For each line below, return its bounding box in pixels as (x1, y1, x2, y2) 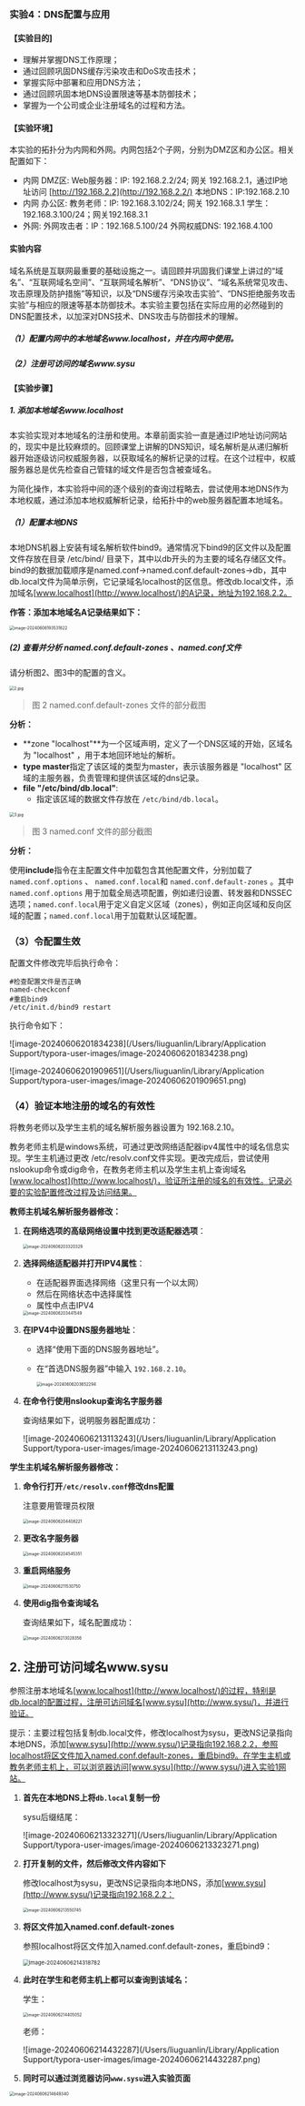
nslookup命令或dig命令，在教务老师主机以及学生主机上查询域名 (9, 1164, 247, 1175)
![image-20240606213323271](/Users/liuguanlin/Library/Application (22, 1830, 278, 1841)
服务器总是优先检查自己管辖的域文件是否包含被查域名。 (9, 463, 216, 474)
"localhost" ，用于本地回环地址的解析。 (33, 749, 181, 760)
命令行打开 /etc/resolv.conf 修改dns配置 (22, 1481, 174, 1492)
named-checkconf (9, 985, 71, 994)
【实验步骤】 (9, 382, 57, 393)
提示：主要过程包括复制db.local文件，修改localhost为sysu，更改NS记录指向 (9, 1727, 293, 1738)
